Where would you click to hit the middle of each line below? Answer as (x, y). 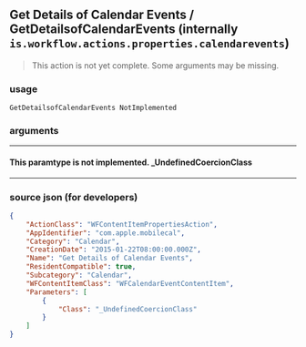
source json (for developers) (74, 197)
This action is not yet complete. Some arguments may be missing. (155, 65)
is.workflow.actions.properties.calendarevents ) (149, 43)
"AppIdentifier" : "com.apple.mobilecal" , (105, 233)
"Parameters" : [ (57, 292)
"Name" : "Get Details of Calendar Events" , (110, 259)
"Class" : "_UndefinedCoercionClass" (127, 309)
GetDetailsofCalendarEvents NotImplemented (93, 108)
